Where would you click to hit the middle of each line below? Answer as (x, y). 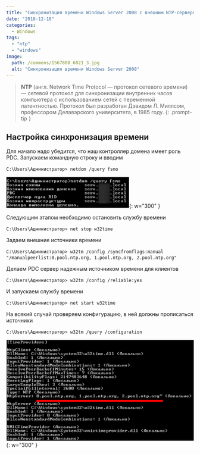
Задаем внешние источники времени (54, 240)
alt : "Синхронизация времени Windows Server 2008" (76, 69)
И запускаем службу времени (45, 292)
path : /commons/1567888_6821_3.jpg (56, 62)
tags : (13, 38)
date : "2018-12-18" (30, 19)
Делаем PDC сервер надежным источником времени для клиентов (92, 269)
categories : (21, 25)
